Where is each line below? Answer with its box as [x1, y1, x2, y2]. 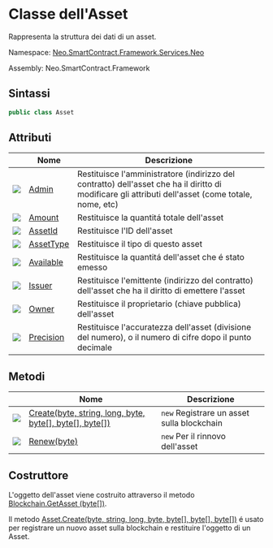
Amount [28, 212, 59, 223]
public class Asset [8, 108, 75, 116]
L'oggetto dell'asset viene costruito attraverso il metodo [8, 490, 195, 500]
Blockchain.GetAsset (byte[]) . [8, 498, 107, 508]
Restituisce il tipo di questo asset [76, 239, 203, 250]
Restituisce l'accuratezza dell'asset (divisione [76, 321, 252, 333]
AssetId [28, 225, 58, 236]
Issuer [28, 280, 53, 291]
